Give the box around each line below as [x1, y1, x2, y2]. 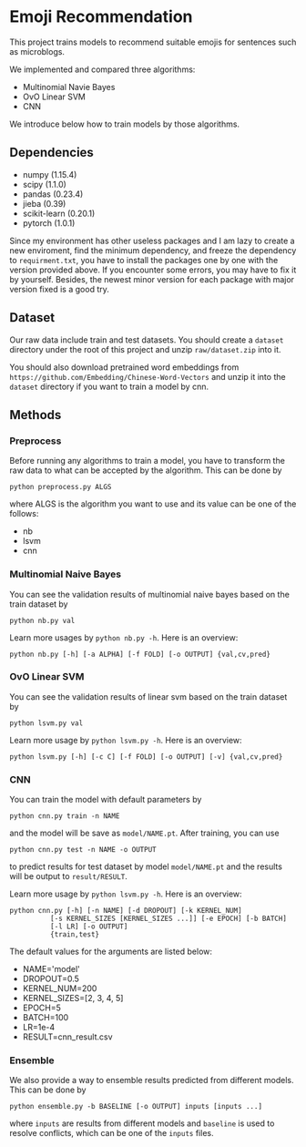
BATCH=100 [22, 1012, 69, 1023]
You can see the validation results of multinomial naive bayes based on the [9, 589, 290, 599]
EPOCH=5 [22, 1002, 62, 1013]
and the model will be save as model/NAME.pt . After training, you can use [9, 827, 280, 839]
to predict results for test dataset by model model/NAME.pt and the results [9, 861, 282, 872]
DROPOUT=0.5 [22, 973, 80, 985]
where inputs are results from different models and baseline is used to [9, 1118, 275, 1129]
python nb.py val [9, 616, 76, 625]
